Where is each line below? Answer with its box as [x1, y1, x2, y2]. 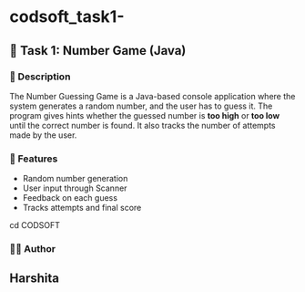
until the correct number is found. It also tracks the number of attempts [9, 120, 276, 130]
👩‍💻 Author [9, 243, 56, 255]
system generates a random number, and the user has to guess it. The [9, 100, 273, 111]
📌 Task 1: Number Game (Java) [9, 43, 187, 58]
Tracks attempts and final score [22, 203, 142, 214]
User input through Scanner [22, 182, 127, 193]
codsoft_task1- [9, 6, 125, 27]
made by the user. [9, 130, 77, 141]
